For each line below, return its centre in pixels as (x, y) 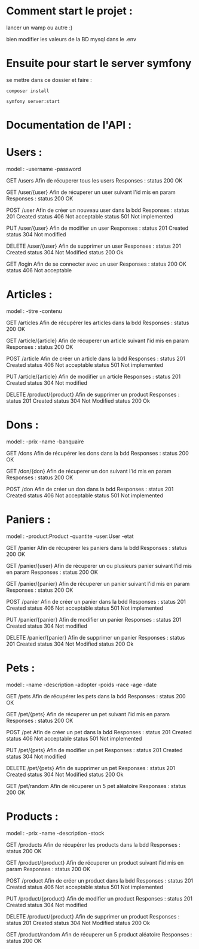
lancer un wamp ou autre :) (39, 28)
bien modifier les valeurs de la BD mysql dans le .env (71, 39)
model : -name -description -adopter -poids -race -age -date (82, 685)
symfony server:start (33, 101)
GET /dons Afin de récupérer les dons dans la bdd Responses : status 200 (98, 453)
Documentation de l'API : (69, 125)
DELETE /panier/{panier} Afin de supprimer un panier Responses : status (96, 637)
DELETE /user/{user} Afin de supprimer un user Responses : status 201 (94, 246)
